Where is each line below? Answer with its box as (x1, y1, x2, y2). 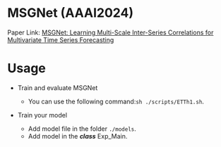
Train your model (17, 110, 68, 119)
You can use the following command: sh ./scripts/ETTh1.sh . (28, 97, 205, 106)
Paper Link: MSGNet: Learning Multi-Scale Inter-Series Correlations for (7, 28, 214, 37)
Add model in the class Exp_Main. (28, 132, 128, 140)
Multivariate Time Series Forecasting (7, 35, 114, 44)
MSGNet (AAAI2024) (7, 5, 134, 21)
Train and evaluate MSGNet (17, 83, 98, 92)
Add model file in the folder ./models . (28, 124, 136, 133)
